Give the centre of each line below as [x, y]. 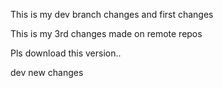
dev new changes [47, 72]
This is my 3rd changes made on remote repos [106, 33]
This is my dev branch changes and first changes [112, 14]
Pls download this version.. [66, 53]
